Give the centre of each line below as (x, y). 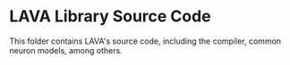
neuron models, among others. (66, 50)
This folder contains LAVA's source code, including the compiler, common (145, 41)
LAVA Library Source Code (111, 16)
